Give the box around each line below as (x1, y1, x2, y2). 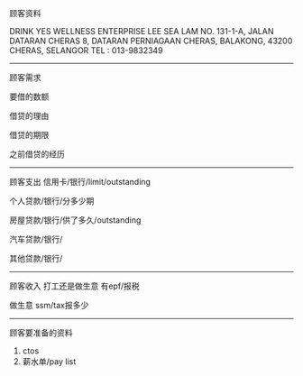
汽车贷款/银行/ (9, 234, 63, 244)
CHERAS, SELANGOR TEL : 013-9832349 (9, 45, 164, 56)
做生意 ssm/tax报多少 (9, 300, 89, 310)
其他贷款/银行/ (9, 253, 63, 263)
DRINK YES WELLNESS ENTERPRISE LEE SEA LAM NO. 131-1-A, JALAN (9, 26, 274, 36)
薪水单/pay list (22, 356, 77, 367)
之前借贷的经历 (9, 149, 65, 160)
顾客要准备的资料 (9, 327, 73, 338)
